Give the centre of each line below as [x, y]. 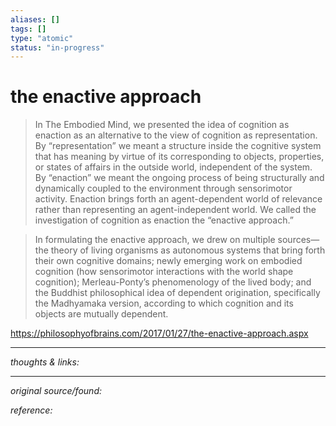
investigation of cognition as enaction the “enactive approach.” [164, 220]
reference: [31, 410]
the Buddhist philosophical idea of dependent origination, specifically [177, 293]
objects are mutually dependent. [101, 314]
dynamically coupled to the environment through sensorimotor [163, 188]
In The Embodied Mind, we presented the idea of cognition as [162, 125]
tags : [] [28, 29]
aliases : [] [35, 19]
